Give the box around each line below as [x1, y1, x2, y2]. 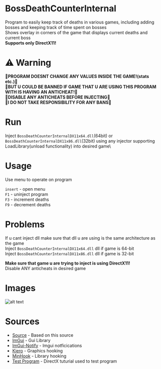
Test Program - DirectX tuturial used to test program [12, 358, 117, 364]
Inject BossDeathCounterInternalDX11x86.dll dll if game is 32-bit [5, 250, 134, 256]
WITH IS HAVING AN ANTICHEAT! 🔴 [5, 89, 78, 95]
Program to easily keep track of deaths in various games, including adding [5, 19, 155, 25]
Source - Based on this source [12, 332, 74, 338]
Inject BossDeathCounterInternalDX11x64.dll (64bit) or [5, 133, 113, 139]
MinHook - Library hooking [12, 353, 67, 359]
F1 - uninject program [5, 191, 48, 197]
